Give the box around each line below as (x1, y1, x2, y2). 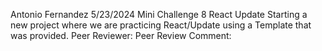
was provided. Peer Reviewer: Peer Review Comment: (10, 30, 232, 41)
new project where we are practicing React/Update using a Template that (10, 19, 312, 31)
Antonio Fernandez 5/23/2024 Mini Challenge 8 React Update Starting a (10, 9, 308, 20)
